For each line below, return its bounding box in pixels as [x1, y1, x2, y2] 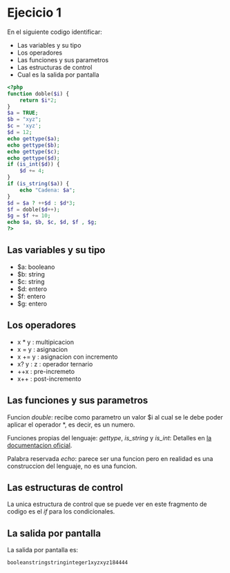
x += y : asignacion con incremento [17, 353, 118, 361]
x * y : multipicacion [17, 337, 75, 346]
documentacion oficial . [7, 441, 73, 449]
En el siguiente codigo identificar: [7, 28, 102, 36]
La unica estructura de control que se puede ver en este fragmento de [7, 500, 207, 509]
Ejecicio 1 [7, 5, 62, 21]
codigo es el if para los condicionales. [7, 507, 115, 516]
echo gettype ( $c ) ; [7, 148, 60, 155]
